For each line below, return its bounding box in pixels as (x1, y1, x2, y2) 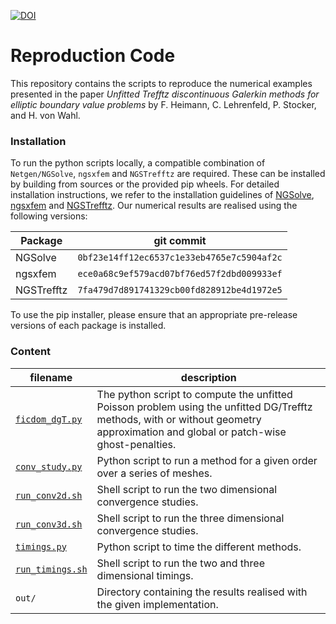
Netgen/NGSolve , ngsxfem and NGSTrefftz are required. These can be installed (10, 168, 326, 180)
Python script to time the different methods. (96, 540, 302, 554)
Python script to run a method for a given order (96, 453, 318, 467)
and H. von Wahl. (10, 109, 81, 121)
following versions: (10, 210, 88, 222)
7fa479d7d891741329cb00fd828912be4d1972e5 (77, 285, 283, 296)
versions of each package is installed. (10, 320, 167, 332)
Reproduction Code (10, 45, 176, 67)
